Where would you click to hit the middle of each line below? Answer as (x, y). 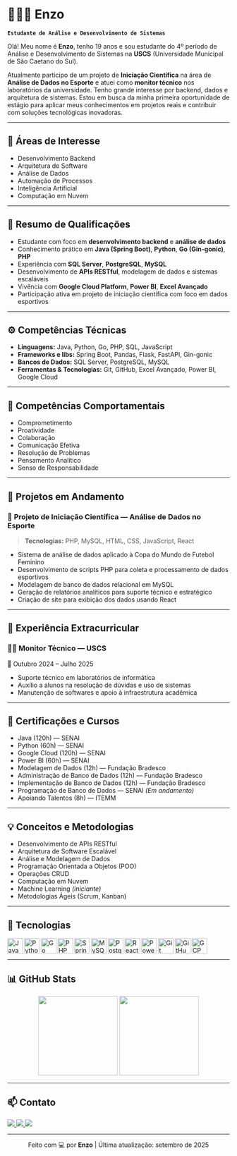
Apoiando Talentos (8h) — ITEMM (67, 798)
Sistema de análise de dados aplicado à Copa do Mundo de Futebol (116, 554)
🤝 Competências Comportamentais (86, 406)
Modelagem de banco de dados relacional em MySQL (96, 584)
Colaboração (36, 438)
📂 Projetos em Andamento (66, 497)
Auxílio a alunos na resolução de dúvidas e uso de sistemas (104, 685)
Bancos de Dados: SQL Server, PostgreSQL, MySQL (93, 362)
